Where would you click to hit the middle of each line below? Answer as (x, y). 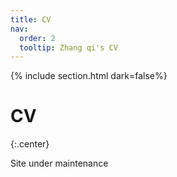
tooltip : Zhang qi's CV (68, 47)
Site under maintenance (59, 163)
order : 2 (37, 38)
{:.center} (30, 144)
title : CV (31, 19)
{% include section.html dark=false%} (89, 76)
